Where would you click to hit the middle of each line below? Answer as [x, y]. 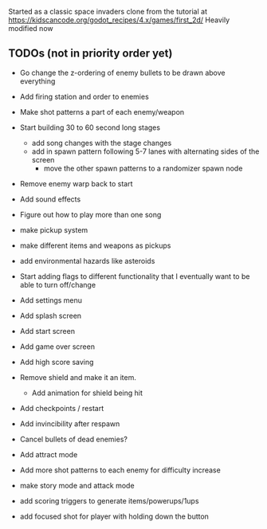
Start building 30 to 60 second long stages [90, 127]
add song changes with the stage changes [102, 143]
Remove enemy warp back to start [76, 183]
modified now [31, 28]
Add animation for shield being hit [87, 393]
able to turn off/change [58, 284]
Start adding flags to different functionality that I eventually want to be [135, 276]
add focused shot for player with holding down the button [114, 516]
